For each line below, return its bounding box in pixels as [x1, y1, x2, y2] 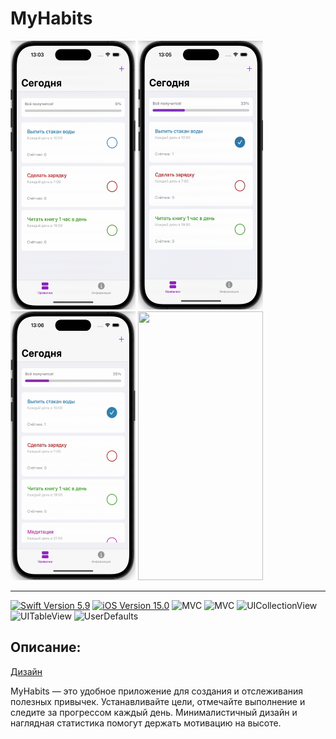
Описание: [10, 639, 82, 656]
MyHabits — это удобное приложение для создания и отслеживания [10, 685, 304, 697]
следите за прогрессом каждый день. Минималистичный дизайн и [10, 706, 298, 718]
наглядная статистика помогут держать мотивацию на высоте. [10, 717, 282, 729]
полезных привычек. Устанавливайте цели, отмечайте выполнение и [10, 695, 306, 707]
